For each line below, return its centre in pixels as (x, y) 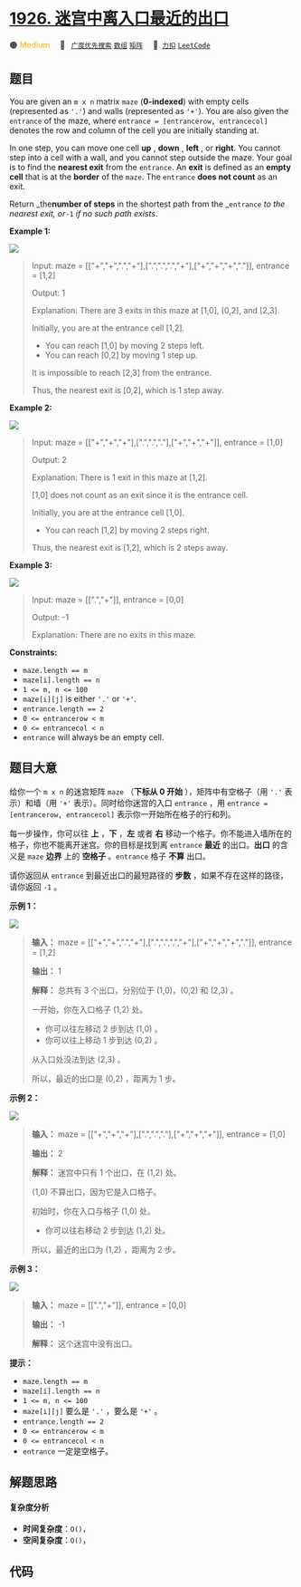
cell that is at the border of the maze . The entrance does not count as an (144, 177)
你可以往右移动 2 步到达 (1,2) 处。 (108, 1230)
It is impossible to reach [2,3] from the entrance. (122, 372)
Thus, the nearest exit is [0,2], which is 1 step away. (127, 390)
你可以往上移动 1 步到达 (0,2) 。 (103, 1040)
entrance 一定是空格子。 (68, 1451)
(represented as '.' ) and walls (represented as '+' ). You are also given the (149, 111)
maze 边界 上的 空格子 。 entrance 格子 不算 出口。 (118, 856)
